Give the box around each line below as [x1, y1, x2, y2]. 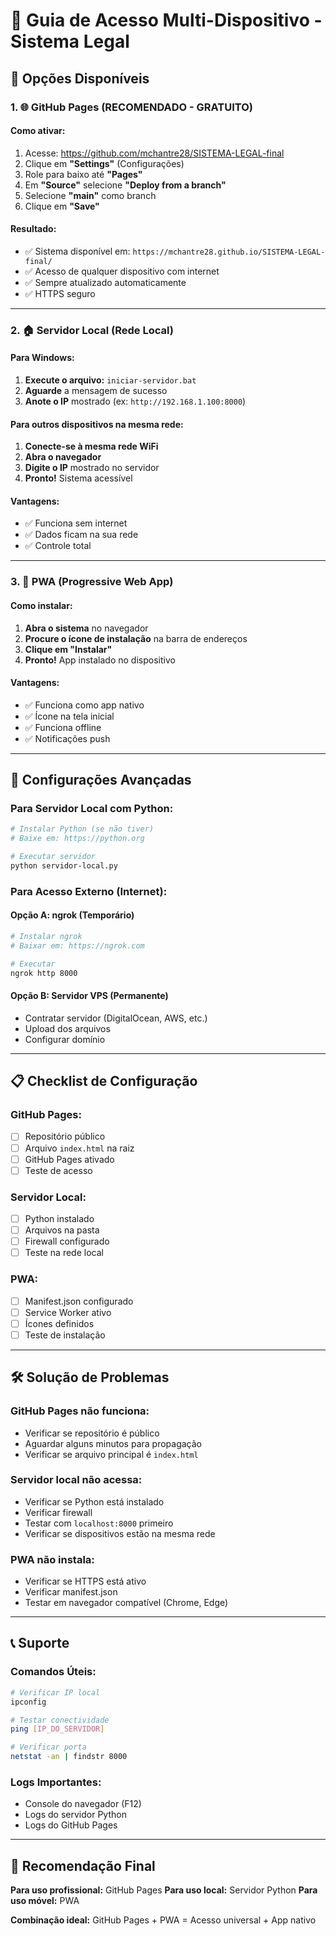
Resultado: [10, 223, 57, 235]
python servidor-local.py [10, 861, 118, 871]
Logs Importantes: [10, 1775, 102, 1789]
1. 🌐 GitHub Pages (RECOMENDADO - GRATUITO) [10, 100, 253, 114]
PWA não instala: [10, 1552, 95, 1566]
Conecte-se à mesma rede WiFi [24, 440, 159, 453]
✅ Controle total [24, 540, 92, 552]
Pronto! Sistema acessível [24, 472, 133, 484]
